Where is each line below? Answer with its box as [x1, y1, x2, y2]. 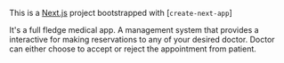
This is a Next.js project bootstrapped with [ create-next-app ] [9, 8, 233, 18]
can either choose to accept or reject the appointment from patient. [9, 43, 256, 54]
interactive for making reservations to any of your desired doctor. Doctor [9, 35, 275, 44]
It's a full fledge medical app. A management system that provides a [9, 25, 260, 35]
